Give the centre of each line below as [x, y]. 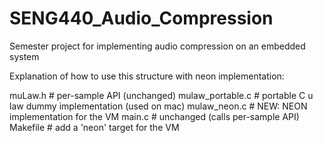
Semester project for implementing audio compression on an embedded [157, 46]
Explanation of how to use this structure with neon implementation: [147, 76]
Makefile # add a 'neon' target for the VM [94, 127]
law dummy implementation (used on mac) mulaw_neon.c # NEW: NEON [158, 106]
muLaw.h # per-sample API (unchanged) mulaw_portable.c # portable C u [161, 95]
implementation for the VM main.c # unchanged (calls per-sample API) [154, 116]
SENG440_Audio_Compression [141, 18]
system [24, 56]
